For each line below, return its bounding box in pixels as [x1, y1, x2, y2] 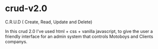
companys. [5, 38, 28, 44]
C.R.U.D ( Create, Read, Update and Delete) [5, 19, 93, 25]
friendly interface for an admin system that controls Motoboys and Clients [5, 33, 154, 39]
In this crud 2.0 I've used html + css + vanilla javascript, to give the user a [5, 28, 153, 34]
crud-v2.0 [5, 3, 47, 14]
